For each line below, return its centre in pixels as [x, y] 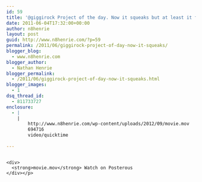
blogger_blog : [24, 51]
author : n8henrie [28, 29]
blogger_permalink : [31, 74]
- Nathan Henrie [32, 68]
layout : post [23, 34]
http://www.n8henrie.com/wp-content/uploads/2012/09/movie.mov [109, 124]
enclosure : [20, 107]
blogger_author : [26, 62]
